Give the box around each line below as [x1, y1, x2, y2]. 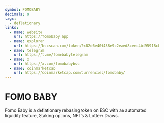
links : [5, 25, 19, 30]
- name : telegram [9, 48, 45, 53]
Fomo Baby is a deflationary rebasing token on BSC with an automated [5, 107, 147, 113]
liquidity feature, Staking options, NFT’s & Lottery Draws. [5, 112, 119, 118]
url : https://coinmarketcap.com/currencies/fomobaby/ [14, 70, 125, 75]
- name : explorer [9, 39, 45, 44]
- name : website [9, 30, 42, 35]
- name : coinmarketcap [9, 66, 56, 71]
